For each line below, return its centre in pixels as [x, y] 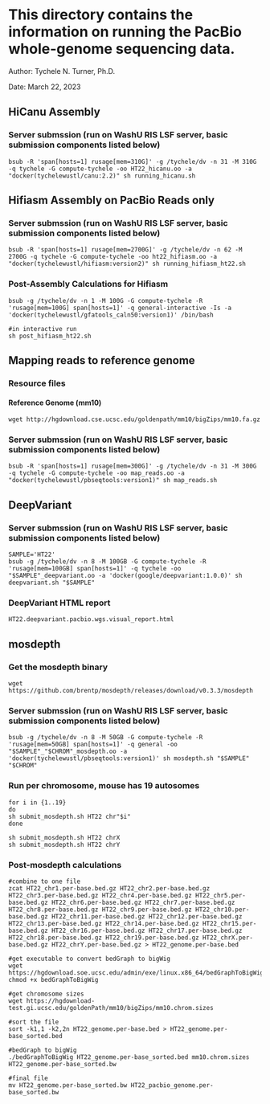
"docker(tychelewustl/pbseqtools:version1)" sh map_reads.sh [113, 480]
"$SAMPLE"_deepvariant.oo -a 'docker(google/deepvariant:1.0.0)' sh [125, 576]
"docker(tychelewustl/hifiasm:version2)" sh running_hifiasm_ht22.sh [127, 264]
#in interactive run [43, 329]
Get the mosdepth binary [58, 667]
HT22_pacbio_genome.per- [172, 1085]
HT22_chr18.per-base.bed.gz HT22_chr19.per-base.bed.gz [104, 938]
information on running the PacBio [125, 32]
